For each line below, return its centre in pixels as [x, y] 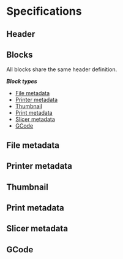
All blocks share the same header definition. [62, 69]
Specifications [44, 11]
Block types [22, 82]
